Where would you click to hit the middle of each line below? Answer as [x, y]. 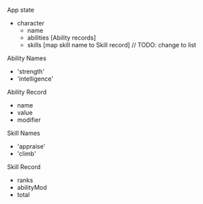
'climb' [26, 154]
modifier [29, 120]
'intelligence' [35, 79]
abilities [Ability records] [62, 38]
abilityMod [32, 187]
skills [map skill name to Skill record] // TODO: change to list [112, 45]
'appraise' [31, 146]
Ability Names [27, 58]
